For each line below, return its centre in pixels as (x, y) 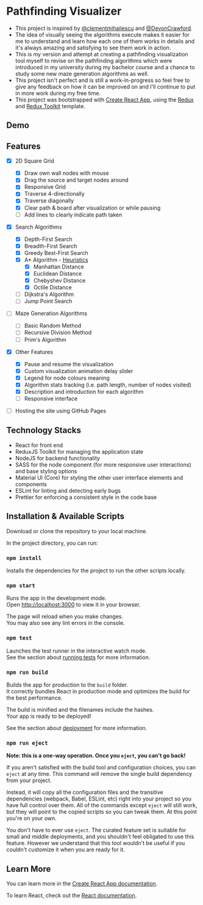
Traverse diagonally (49, 201)
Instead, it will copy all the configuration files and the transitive (85, 792)
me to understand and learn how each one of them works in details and (105, 41)
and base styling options (46, 471)
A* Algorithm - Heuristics (56, 260)
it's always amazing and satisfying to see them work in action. (93, 48)
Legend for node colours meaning (67, 378)
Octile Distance (52, 287)
